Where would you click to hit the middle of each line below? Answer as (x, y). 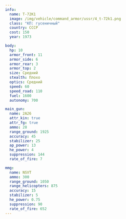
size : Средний (24, 73)
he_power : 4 (22, 150)
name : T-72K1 (23, 14)
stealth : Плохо (25, 78)
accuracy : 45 (23, 136)
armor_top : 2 (23, 68)
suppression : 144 (27, 154)
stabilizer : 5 (24, 195)
